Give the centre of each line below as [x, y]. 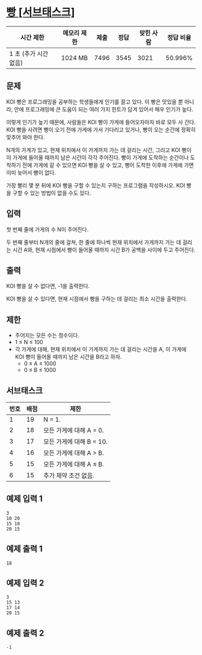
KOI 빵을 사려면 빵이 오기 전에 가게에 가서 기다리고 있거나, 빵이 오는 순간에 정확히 [101, 130]
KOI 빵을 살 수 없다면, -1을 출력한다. [48, 286]
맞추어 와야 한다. [26, 137]
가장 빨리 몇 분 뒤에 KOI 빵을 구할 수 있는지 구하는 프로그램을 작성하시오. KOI [96, 185]
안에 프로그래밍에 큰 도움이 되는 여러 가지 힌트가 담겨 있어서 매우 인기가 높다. [104, 109]
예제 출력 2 [25, 633]
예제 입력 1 [25, 499]
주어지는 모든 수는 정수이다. [47, 336]
